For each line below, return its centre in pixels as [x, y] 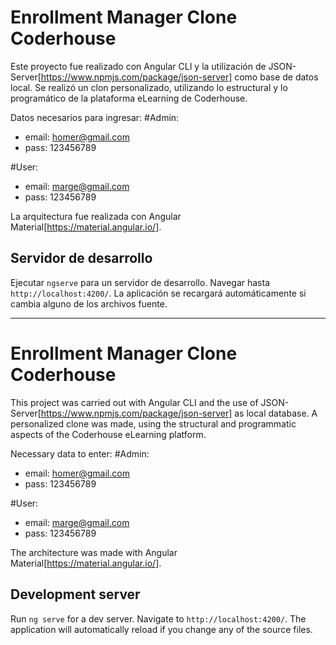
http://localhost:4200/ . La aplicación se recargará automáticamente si [158, 293]
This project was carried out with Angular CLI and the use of [134, 402]
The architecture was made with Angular [94, 552]
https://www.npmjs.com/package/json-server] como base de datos [179, 77]
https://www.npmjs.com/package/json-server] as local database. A [179, 413]
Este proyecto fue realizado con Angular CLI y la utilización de [138, 66]
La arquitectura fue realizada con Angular [96, 216]
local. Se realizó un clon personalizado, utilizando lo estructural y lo [149, 87]
